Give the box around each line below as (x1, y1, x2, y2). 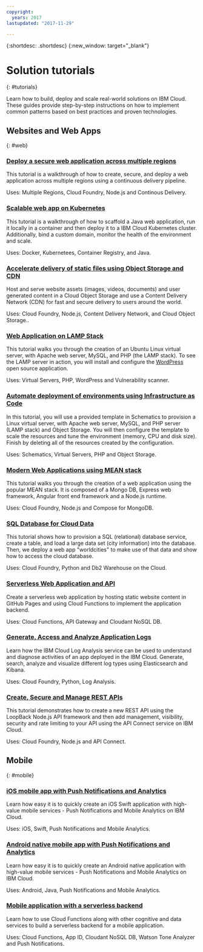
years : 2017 (12, 15, 42, 21)
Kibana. (6, 666, 25, 673)
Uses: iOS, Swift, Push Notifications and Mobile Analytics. (6, 825, 150, 832)
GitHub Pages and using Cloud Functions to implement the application (6, 599, 182, 607)
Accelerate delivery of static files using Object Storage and (6, 264, 184, 272)
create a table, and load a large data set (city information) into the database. (6, 539, 196, 547)
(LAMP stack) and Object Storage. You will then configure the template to (6, 426, 190, 433)
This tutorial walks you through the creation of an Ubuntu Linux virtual (6, 345, 181, 353)
